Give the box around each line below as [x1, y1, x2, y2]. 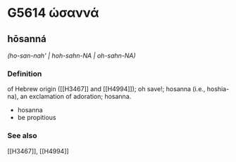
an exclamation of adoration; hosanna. [20, 93, 132, 101]
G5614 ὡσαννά [7, 5, 99, 21]
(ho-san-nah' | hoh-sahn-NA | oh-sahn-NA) [7, 51, 136, 60]
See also [7, 131, 37, 141]
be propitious [17, 114, 56, 122]
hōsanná [7, 33, 47, 45]
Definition [7, 69, 42, 79]
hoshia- [206, 85, 230, 93]
